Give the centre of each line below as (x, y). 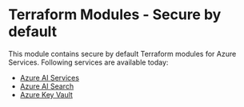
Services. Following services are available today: (88, 62)
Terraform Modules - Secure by (115, 15)
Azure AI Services (50, 77)
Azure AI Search (47, 86)
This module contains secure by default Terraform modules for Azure (122, 53)
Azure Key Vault (46, 94)
